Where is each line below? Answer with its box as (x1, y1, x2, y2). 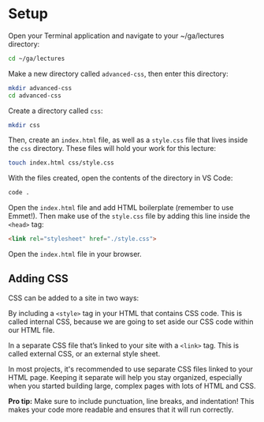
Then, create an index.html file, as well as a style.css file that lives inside (8, 135, 248, 145)
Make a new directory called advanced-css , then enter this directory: (8, 69, 229, 78)
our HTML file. (8, 325, 55, 334)
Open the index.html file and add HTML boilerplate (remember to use (8, 203, 234, 213)
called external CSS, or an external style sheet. (8, 349, 161, 358)
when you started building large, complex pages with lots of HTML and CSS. (8, 381, 256, 390)
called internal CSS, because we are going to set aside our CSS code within (8, 317, 254, 326)
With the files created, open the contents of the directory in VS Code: (8, 173, 233, 183)
